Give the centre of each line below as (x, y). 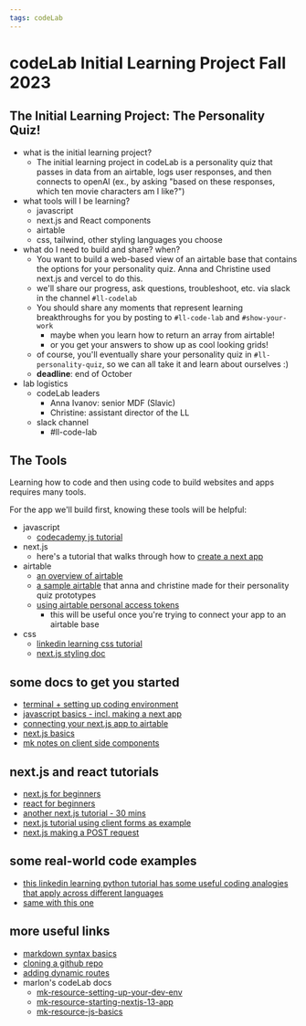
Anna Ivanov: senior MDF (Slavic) (113, 403)
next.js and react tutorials (84, 772)
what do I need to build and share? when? (101, 249)
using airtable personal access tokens (108, 605)
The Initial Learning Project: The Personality (137, 116)
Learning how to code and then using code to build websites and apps (142, 482)
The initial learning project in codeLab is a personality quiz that (154, 162)
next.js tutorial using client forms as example (107, 823)
